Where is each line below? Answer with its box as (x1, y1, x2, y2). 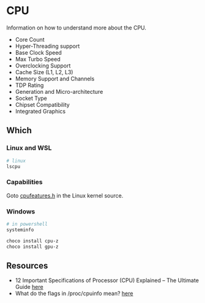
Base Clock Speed (15, 48, 62, 56)
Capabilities (6, 178, 43, 186)
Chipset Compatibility (15, 101, 70, 108)
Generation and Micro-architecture (15, 88, 103, 95)
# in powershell (6, 221, 48, 227)
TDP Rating (15, 81, 44, 89)
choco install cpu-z (6, 237, 59, 244)
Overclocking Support (15, 62, 71, 69)
